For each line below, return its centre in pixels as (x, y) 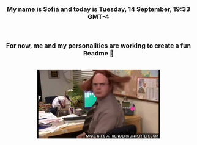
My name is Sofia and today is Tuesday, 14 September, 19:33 (98, 9)
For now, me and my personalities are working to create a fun (98, 46)
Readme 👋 (98, 54)
